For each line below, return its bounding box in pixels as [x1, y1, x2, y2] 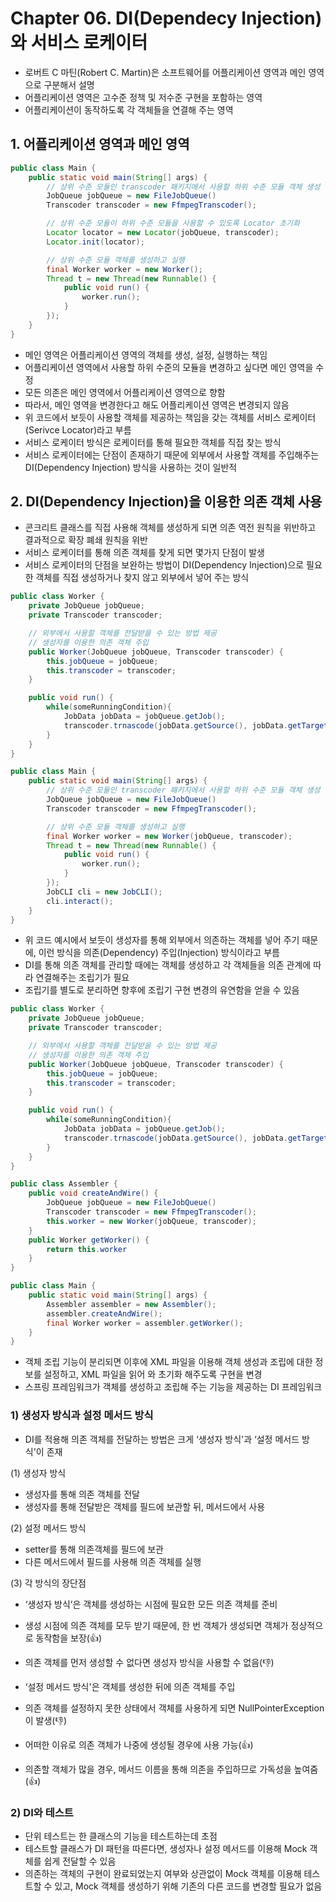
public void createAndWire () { [28, 1188, 159, 1199]
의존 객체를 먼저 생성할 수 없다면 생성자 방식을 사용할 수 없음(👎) [24, 1656, 275, 1668]
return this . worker [46, 1244, 128, 1254]
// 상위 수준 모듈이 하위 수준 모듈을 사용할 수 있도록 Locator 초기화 [46, 218, 301, 229]
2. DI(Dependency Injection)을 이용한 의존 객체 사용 [10, 493, 323, 511]
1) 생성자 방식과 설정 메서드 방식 [10, 1408, 154, 1422]
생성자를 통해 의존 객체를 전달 [24, 1488, 140, 1500]
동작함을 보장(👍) [35, 1632, 103, 1644]
